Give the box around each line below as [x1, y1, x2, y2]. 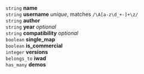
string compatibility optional [5, 30, 79, 37]
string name [5, 5, 38, 11]
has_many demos [5, 61, 46, 68]
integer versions [5, 49, 48, 55]
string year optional [5, 23, 56, 30]
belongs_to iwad [5, 55, 47, 62]
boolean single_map [5, 36, 56, 43]
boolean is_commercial [5, 42, 63, 49]
